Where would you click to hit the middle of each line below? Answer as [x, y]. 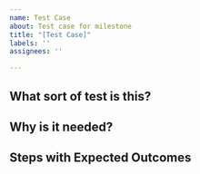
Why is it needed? [61, 126]
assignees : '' [36, 52]
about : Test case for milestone [70, 26]
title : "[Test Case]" [50, 34]
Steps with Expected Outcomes [100, 158]
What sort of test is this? [80, 96]
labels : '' [30, 43]
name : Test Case [40, 18]
